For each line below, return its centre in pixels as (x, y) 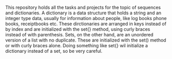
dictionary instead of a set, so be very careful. (54, 51)
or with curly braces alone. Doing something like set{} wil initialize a (77, 45)
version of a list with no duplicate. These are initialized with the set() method (86, 40)
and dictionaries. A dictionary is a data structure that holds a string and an (83, 13)
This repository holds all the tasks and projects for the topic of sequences (83, 7)
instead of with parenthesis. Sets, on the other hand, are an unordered (79, 35)
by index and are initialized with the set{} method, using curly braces (78, 29)
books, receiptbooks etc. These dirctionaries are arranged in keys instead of (86, 24)
